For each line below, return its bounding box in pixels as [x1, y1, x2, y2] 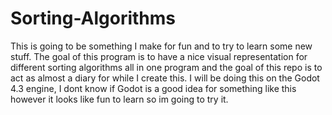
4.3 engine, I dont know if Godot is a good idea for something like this [10, 82, 297, 94]
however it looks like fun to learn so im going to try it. [10, 93, 229, 105]
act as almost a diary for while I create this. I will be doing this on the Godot [10, 72, 320, 84]
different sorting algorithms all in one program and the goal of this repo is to [10, 61, 323, 73]
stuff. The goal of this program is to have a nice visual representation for [10, 50, 308, 62]
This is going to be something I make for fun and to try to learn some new [10, 40, 313, 52]
